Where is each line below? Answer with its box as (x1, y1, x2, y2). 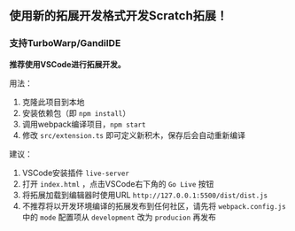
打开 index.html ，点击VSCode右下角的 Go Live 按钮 (21, 178, 214, 189)
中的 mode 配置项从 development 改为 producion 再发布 (21, 212, 217, 222)
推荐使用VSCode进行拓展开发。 (9, 58, 126, 69)
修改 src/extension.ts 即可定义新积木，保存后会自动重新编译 (21, 129, 246, 140)
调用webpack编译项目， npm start (21, 119, 146, 129)
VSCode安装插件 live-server (21, 167, 130, 178)
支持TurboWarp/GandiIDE (9, 37, 121, 50)
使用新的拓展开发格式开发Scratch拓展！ (9, 8, 229, 24)
